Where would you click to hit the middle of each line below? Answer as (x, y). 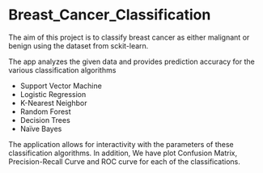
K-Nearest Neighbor (53, 103)
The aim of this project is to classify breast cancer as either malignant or (129, 37)
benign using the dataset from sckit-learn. (78, 45)
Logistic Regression (53, 94)
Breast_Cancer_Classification (110, 15)
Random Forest (45, 112)
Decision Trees (45, 120)
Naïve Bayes (41, 129)
